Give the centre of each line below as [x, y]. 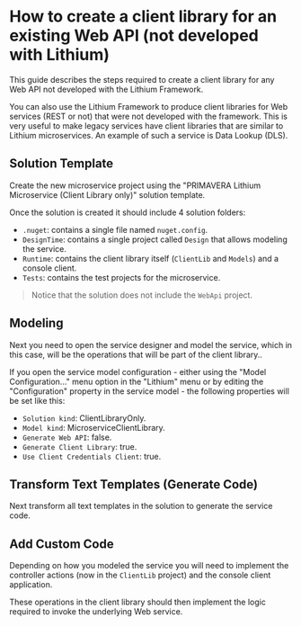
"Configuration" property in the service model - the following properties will [150, 391]
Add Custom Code [62, 544]
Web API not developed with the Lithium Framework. [106, 89]
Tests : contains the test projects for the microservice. [121, 277]
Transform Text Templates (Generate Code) [134, 484]
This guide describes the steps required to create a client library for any [142, 79]
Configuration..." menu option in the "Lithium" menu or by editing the [137, 381]
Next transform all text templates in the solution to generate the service [141, 506]
